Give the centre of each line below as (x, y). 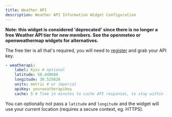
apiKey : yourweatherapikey (43, 89)
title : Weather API (26, 10)
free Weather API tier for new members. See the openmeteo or (73, 35)
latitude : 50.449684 (36, 75)
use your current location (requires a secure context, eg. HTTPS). (74, 109)
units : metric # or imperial (46, 84)
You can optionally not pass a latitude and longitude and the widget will (82, 104)
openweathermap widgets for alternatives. (52, 40)
